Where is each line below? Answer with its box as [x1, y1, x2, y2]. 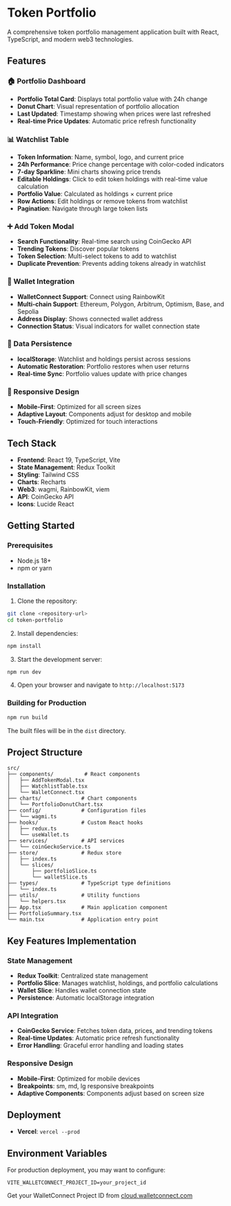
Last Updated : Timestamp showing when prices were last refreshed [17, 109, 211, 118]
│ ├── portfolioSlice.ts [7, 867, 97, 875]
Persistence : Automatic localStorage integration [17, 993, 155, 1002]
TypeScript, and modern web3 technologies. [7, 35, 134, 43]
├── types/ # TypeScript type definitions [7, 880, 171, 887]
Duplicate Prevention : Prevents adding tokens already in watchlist [17, 260, 206, 268]
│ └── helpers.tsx [7, 898, 67, 905]
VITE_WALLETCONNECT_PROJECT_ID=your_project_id [7, 1179, 147, 1187]
